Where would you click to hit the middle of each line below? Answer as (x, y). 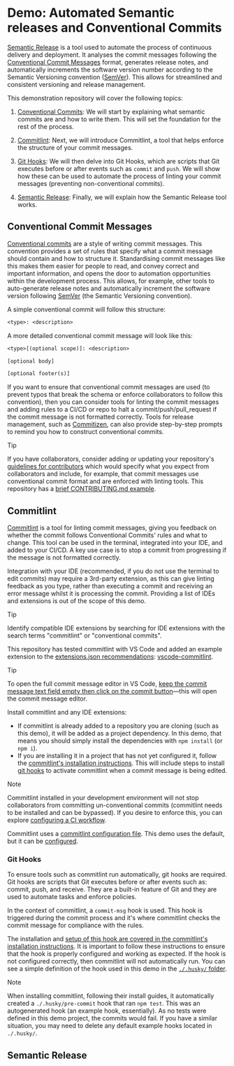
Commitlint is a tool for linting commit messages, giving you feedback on (112, 528)
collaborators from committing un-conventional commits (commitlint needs (115, 805)
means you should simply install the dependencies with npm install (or (120, 741)
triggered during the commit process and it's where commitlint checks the (114, 918)
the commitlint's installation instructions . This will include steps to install (121, 763)
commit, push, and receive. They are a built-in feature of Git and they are (112, 889)
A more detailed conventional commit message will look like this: (100, 335)
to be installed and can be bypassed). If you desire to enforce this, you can (115, 813)
